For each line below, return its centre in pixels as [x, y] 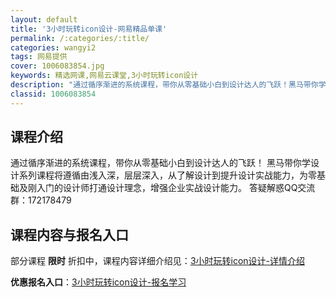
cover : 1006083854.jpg [57, 66]
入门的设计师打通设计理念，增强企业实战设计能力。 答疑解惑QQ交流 [176, 188]
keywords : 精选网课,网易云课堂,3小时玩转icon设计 [104, 76]
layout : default [44, 19]
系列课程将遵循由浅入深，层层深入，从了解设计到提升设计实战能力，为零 [167, 175]
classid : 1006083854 [53, 94]
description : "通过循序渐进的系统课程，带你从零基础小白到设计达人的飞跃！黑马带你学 [168, 85]
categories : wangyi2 [53, 47]
